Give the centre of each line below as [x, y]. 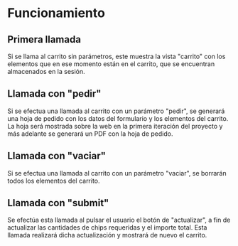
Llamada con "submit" [58, 203]
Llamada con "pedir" [54, 94]
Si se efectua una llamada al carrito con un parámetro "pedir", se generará [116, 111]
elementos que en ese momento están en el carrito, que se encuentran [111, 64]
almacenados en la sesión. [46, 71]
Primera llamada [44, 39]
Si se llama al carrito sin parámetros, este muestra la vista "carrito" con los [117, 56]
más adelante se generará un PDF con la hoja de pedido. [90, 134]
